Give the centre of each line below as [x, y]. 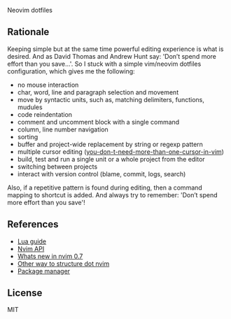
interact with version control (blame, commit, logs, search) [101, 173]
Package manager [44, 271]
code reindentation [44, 114]
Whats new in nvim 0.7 [50, 256]
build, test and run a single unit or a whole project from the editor [111, 159]
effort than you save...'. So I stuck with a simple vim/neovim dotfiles [104, 64]
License [25, 293]
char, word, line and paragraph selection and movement [98, 92]
